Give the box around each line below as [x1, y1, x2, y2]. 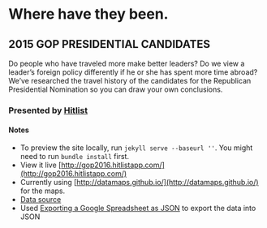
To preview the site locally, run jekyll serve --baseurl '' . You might [19, 143, 253, 153]
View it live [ [19, 160, 62, 170]
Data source [19, 195, 62, 204]
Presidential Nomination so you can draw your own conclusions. [8, 84, 223, 94]
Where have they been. [8, 5, 169, 24]
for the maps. [19, 186, 66, 196]
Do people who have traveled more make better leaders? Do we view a [8, 58, 245, 68]
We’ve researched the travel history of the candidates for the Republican [8, 76, 252, 85]
